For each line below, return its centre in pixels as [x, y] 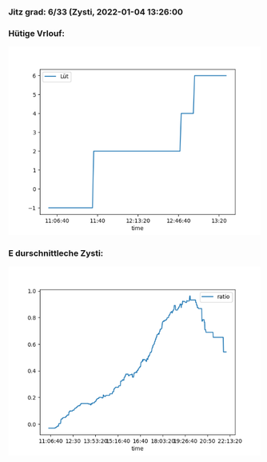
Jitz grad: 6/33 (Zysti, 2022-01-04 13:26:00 [96, 12]
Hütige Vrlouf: [37, 33]
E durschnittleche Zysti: [56, 253]
